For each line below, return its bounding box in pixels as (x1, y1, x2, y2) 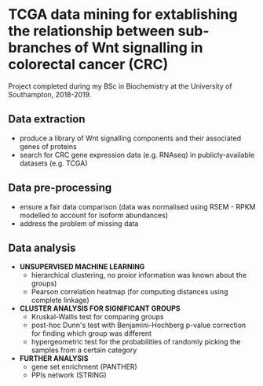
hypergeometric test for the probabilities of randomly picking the (31, 337, 241, 347)
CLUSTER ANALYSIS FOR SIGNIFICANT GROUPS (19, 304, 181, 313)
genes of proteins (19, 141, 77, 151)
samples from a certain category (31, 345, 137, 355)
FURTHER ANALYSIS (19, 354, 89, 363)
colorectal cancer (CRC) (8, 56, 169, 74)
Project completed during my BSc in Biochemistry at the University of (8, 81, 233, 91)
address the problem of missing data (19, 218, 139, 228)
